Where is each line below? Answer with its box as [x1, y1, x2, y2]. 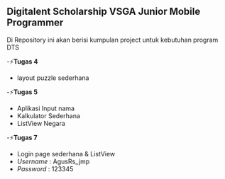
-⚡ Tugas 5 [6, 88, 38, 96]
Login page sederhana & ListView [16, 149, 116, 158]
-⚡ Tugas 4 [6, 57, 38, 66]
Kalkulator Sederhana [16, 111, 81, 120]
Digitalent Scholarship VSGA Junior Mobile [6, 6, 201, 18]
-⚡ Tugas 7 [6, 133, 38, 142]
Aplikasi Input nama [16, 104, 75, 112]
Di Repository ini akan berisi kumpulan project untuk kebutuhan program [6, 35, 219, 44]
